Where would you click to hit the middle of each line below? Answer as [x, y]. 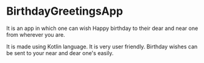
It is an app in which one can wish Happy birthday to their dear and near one [102, 28]
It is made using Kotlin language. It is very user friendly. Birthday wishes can [102, 46]
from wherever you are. [36, 34]
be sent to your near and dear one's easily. [60, 53]
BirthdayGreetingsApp [65, 11]
